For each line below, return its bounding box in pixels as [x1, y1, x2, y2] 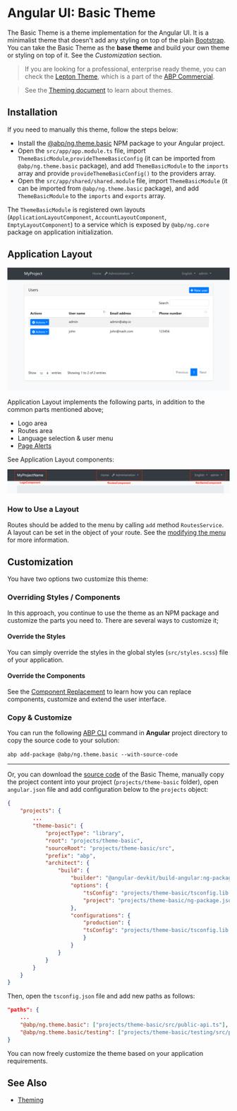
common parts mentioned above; [7, 405, 104, 414]
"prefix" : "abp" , [44, 852, 97, 859]
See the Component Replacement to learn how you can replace [7, 688, 192, 696]
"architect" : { [44, 860, 90, 867]
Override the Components [7, 672, 86, 680]
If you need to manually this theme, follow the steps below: [7, 125, 178, 134]
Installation [7, 106, 58, 118]
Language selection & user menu [17, 434, 114, 443]
